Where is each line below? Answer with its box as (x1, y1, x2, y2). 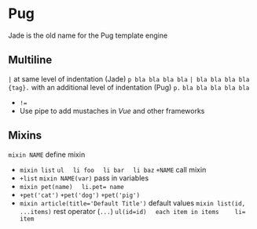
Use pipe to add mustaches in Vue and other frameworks (19, 106, 205, 115)
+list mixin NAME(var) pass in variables (19, 173, 149, 183)
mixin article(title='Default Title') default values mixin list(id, (19, 198, 246, 208)
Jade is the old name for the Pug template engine (8, 31, 168, 40)
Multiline (8, 53, 53, 67)
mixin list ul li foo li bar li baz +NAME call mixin (19, 165, 207, 174)
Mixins (8, 129, 42, 142)
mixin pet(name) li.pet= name (19, 183, 124, 191)
